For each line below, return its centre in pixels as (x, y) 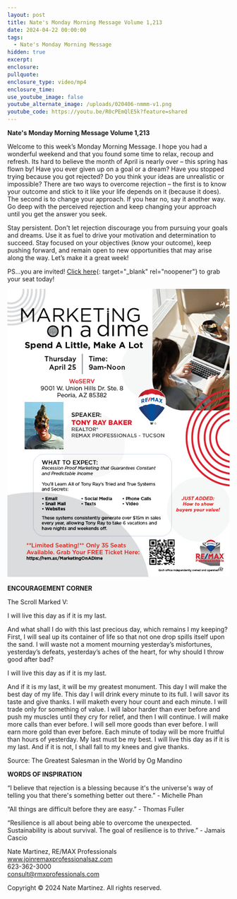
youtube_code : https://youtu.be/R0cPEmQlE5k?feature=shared (98, 112)
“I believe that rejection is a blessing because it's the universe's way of (110, 788)
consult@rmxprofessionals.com (54, 874)
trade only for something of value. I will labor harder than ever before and (114, 710)
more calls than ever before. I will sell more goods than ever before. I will (113, 724)
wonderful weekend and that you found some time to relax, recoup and (110, 154)
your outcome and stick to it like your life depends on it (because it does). (114, 192)
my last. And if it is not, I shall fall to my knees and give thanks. (98, 747)
